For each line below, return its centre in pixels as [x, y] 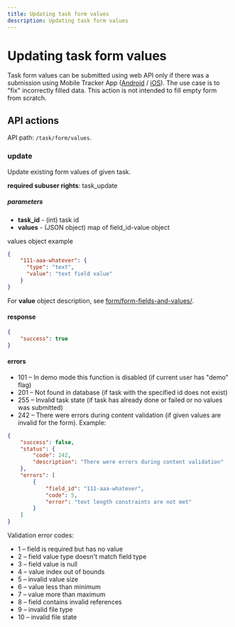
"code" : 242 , [52, 455]
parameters [25, 202]
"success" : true [44, 339]
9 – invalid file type [45, 610]
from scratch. [27, 98]
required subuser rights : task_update [62, 185]
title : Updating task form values [59, 14]
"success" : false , [47, 442]
